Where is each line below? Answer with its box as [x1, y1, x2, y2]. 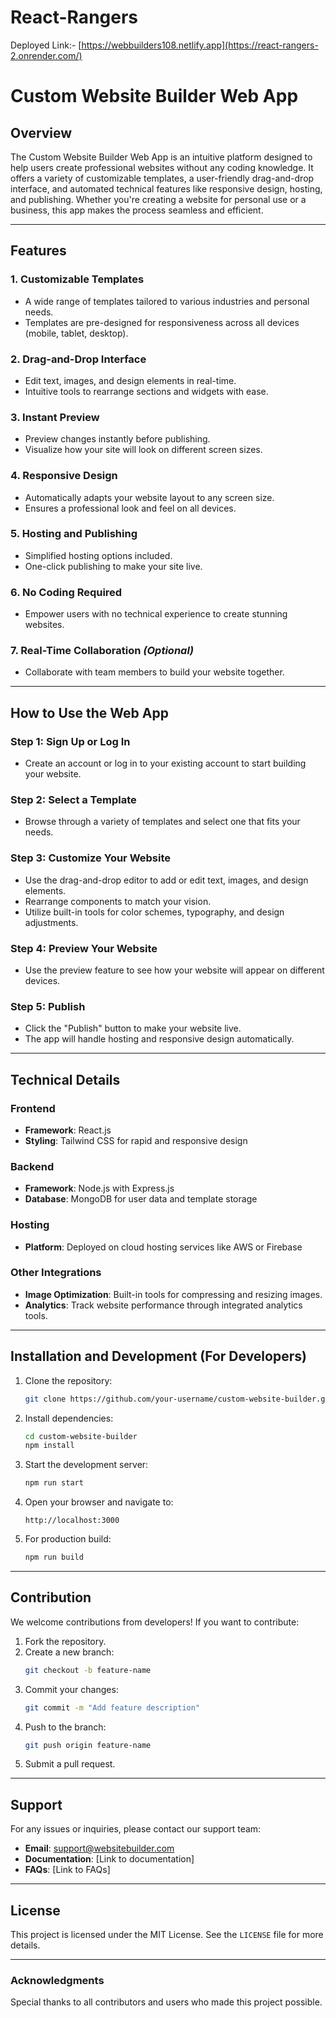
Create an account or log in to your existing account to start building [24, 757, 307, 770]
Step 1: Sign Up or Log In [10, 734, 131, 748]
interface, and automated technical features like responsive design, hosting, [10, 182, 323, 195]
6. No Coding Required [10, 585, 123, 599]
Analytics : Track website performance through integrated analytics [24, 1299, 303, 1311]
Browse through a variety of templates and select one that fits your [24, 816, 301, 828]
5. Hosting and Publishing [10, 527, 138, 541]
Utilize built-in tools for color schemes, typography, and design [24, 906, 285, 918]
